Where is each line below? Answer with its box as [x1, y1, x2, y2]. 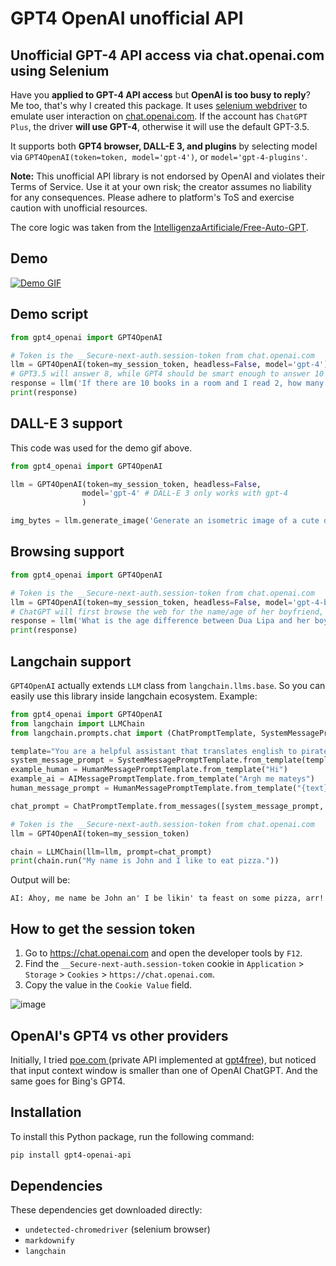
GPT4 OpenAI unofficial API [10, 7, 244, 30]
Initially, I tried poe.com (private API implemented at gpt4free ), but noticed [10, 1053, 317, 1066]
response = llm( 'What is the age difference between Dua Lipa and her [10, 616, 311, 626]
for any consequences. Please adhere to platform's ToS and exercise [10, 192, 295, 203]
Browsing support [10, 543, 125, 561]
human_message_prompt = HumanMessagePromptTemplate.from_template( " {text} [10, 783, 329, 794]
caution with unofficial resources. [10, 202, 148, 214]
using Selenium [10, 62, 110, 79]
